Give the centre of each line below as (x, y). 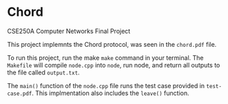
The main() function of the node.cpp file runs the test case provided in (106, 85)
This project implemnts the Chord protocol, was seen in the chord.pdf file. (112, 44)
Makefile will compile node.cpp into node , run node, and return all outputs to (114, 65)
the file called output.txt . (44, 72)
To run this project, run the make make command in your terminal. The (105, 58)
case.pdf (20, 94)
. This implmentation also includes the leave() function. (111, 93)
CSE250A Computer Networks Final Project (69, 31)
